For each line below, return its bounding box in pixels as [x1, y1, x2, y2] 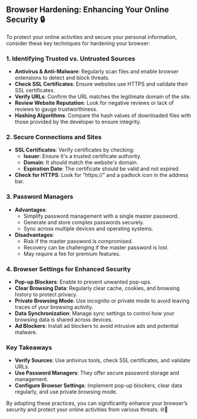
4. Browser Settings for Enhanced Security [6, 265, 131, 273]
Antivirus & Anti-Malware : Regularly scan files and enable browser [14, 68, 179, 75]
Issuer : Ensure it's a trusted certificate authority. [23, 153, 142, 160]
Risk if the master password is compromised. [23, 237, 133, 244]
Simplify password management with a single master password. [23, 212, 179, 220]
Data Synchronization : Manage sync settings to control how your [14, 310, 175, 317]
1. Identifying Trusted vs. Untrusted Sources [6, 54, 136, 63]
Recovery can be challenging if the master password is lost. [23, 244, 169, 251]
